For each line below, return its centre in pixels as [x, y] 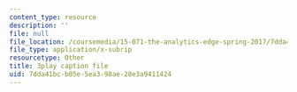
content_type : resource [53, 17]
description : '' [39, 25]
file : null [29, 33]
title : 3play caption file [59, 67]
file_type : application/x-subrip [71, 50]
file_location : [37, 42]
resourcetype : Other [47, 58]
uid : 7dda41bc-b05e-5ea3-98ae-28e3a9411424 [91, 74]
